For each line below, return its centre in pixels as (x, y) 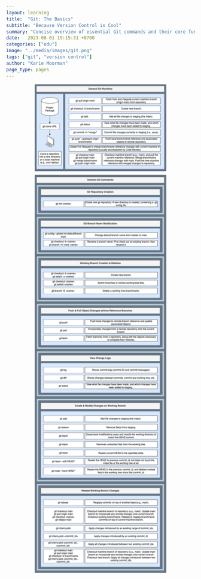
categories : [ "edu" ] (32, 44)
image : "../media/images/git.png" (49, 51)
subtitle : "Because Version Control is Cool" (64, 25)
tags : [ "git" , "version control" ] (49, 57)
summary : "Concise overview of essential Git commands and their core (96, 32)
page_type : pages (28, 70)
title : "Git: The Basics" (40, 19)
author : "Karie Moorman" (37, 63)
